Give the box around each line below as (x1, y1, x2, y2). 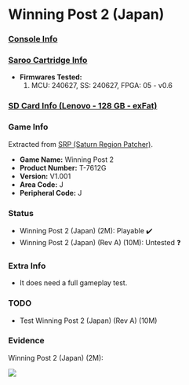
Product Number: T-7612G (19, 163, 107, 172)
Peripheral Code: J (19, 188, 82, 197)
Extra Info (8, 260, 46, 271)
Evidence (8, 335, 45, 346)
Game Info (8, 122, 49, 133)
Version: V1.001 (19, 171, 71, 181)
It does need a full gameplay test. (19, 278, 128, 288)
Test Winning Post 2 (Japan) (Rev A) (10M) (19, 316, 158, 325)
